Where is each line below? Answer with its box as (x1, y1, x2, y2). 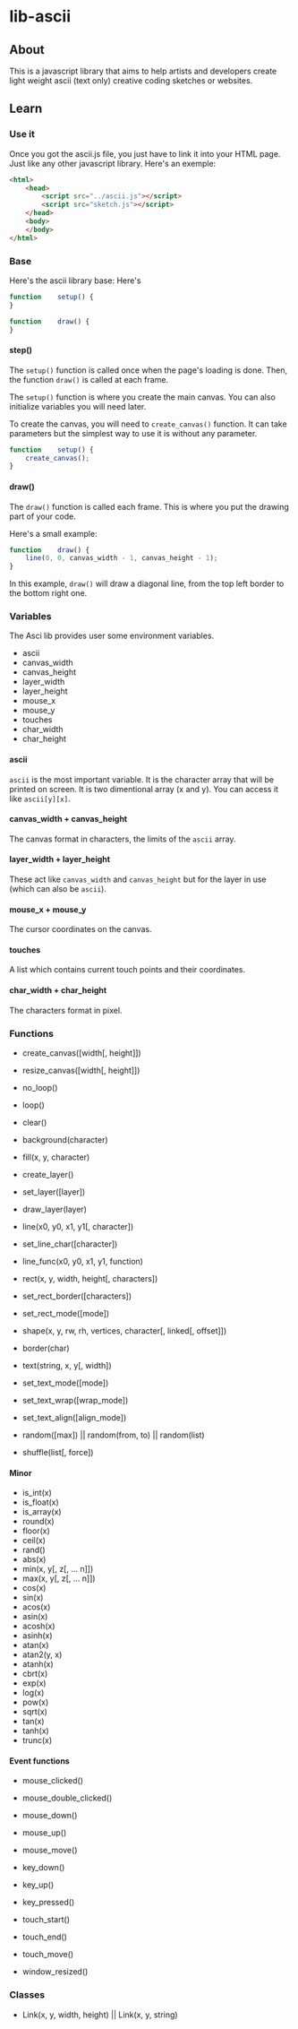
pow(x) (21, 1697, 49, 1708)
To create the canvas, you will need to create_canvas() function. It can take (9, 419, 288, 429)
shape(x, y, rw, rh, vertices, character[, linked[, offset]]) (21, 1325, 227, 1336)
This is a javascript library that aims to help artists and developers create (9, 65, 277, 76)
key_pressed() (21, 1897, 75, 1908)
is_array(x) (21, 1507, 62, 1517)
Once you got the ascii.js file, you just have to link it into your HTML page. (9, 148, 281, 159)
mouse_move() (21, 1844, 78, 1856)
